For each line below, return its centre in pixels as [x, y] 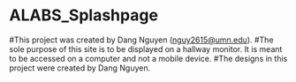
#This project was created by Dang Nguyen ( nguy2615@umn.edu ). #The [141, 40]
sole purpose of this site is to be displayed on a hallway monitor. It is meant [146, 48]
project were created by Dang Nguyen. [80, 68]
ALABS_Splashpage [84, 15]
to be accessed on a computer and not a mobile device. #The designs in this [148, 58]
